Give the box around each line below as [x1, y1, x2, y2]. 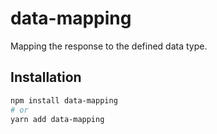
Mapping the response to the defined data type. [10, 40, 208, 52]
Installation [10, 69, 82, 86]
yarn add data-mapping [10, 114, 105, 124]
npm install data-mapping [10, 95, 118, 106]
